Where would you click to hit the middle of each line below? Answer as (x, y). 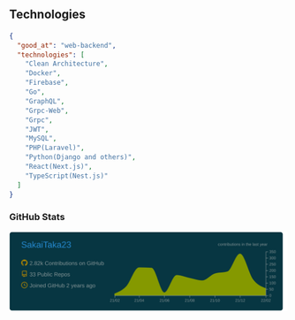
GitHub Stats (37, 217)
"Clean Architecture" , (67, 64)
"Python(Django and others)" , (81, 157)
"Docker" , (43, 73)
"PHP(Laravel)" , (55, 148)
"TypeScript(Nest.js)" (67, 176)
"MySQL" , (41, 139)
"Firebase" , (47, 83)
